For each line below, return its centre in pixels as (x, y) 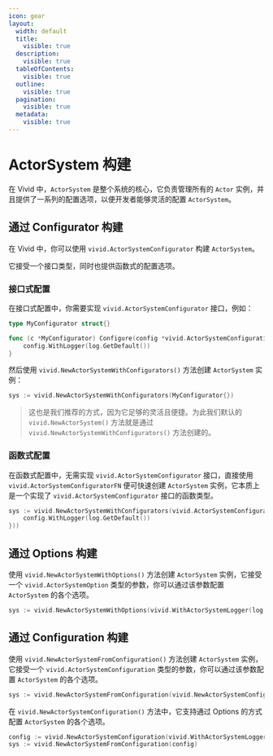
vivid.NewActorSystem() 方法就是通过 (91, 422)
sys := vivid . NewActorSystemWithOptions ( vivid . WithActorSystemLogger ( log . (138, 611)
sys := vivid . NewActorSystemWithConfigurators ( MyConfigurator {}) (121, 396)
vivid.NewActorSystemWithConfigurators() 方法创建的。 (121, 433)
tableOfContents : (45, 69)
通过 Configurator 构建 (66, 228)
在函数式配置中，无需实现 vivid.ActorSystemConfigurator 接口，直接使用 (131, 475)
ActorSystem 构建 (70, 165)
